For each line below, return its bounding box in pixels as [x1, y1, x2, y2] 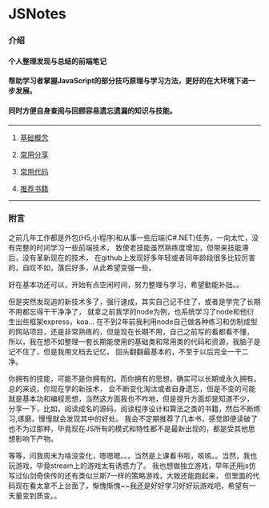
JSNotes [8, 5, 66, 23]
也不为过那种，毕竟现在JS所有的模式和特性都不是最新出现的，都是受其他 [8, 423, 248, 433]
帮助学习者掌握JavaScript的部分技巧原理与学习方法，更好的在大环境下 [8, 76, 242, 86]
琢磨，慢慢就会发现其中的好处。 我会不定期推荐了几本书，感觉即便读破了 [17, 414, 258, 423]
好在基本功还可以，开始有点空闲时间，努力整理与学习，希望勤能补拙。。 [8, 279, 243, 289]
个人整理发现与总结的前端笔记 [8, 56, 106, 66]
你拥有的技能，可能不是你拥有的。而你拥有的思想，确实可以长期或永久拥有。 [8, 374, 261, 383]
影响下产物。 [14, 434, 58, 443]
